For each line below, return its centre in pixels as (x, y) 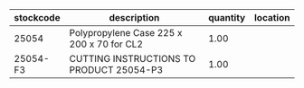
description (134, 18)
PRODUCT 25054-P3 (116, 70)
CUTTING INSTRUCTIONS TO (133, 59)
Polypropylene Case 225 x (126, 33)
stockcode (37, 18)
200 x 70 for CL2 (106, 44)
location (272, 18)
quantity (227, 18)
